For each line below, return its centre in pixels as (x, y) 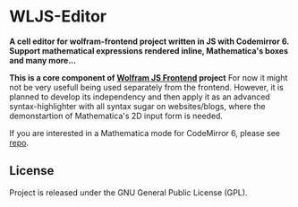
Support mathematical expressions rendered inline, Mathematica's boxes (149, 50)
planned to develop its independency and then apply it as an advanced (140, 97)
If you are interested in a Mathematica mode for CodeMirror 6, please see (145, 133)
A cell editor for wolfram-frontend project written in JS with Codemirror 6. (149, 41)
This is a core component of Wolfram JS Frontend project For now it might (149, 77)
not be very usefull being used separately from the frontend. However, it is (146, 87)
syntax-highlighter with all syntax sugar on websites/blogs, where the (137, 106)
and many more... (43, 60)
